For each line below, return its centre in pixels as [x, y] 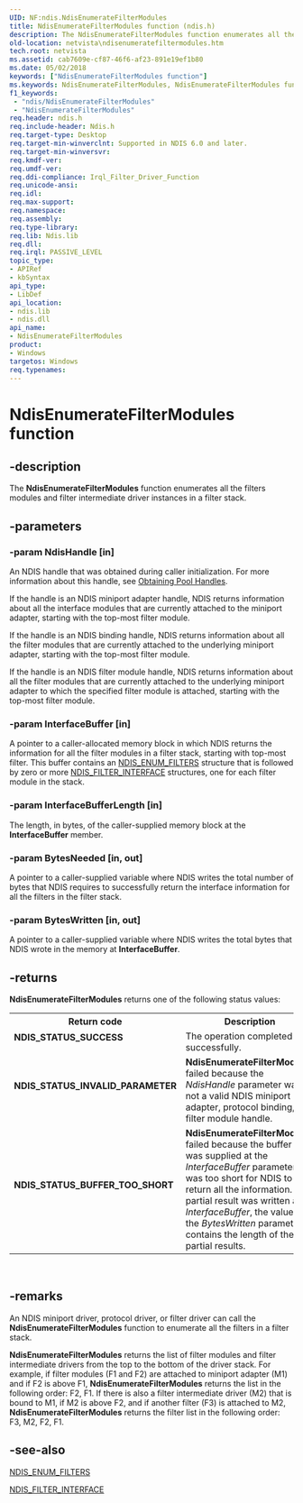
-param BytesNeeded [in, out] [76, 857]
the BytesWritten [220, 1223]
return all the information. [239, 1189]
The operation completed [239, 1036]
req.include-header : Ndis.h [62, 127]
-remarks [36, 1296]
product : [26, 344]
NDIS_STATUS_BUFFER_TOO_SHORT [94, 1185]
